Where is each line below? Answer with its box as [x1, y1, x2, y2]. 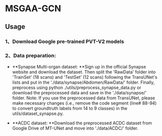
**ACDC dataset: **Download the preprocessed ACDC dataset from [12, 120, 152, 126]
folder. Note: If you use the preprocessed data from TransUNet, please [12, 95, 156, 101]
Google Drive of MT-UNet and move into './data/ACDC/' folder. [12, 125, 138, 131]
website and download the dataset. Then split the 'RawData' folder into [12, 69, 156, 75]
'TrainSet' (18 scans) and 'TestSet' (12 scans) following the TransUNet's [12, 74, 158, 80]
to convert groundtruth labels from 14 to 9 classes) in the [12, 105, 128, 111]
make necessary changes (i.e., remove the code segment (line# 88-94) [12, 100, 157, 106]
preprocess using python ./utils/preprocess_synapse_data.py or [12, 84, 141, 91]
